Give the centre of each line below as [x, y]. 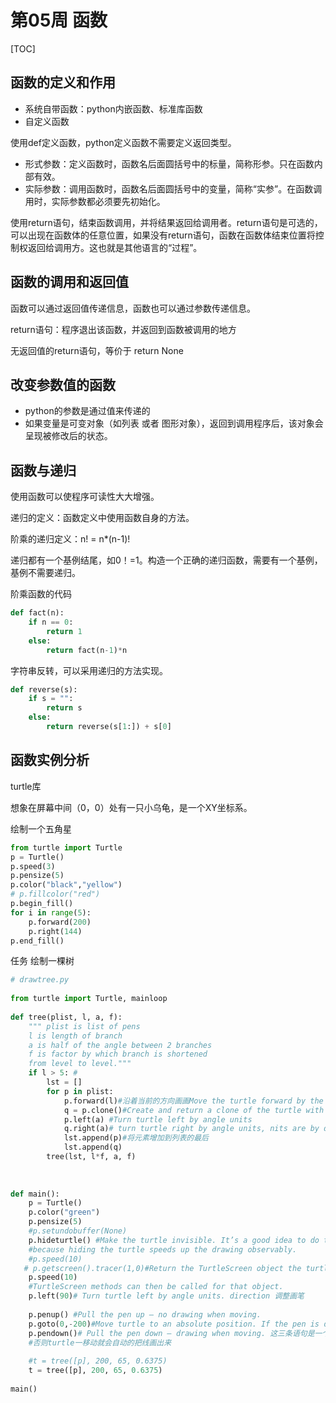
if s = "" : [51, 699]
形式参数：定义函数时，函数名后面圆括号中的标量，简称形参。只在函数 [169, 163]
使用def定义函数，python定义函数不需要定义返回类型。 [123, 142]
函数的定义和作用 [63, 82]
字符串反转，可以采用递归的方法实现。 [89, 670]
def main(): [35, 1194]
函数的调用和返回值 [69, 282]
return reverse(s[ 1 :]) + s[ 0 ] [109, 727]
